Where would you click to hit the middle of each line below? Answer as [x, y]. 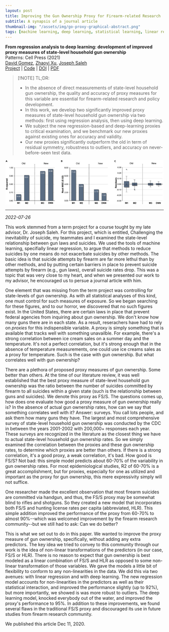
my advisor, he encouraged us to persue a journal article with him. [74, 281]
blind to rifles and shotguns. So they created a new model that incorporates [83, 503]
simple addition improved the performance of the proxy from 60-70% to [80, 514]
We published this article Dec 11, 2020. [45, 624]
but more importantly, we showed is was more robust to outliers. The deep [82, 593]
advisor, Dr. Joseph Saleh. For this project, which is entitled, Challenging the [84, 232]
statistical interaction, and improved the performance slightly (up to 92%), [82, 588]
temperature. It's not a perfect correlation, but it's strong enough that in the [83, 344]
